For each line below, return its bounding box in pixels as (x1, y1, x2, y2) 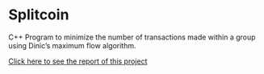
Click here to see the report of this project (8, 56, 148, 66)
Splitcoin (8, 6, 69, 24)
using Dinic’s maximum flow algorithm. (8, 40, 136, 50)
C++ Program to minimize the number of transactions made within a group (8, 32, 256, 42)
